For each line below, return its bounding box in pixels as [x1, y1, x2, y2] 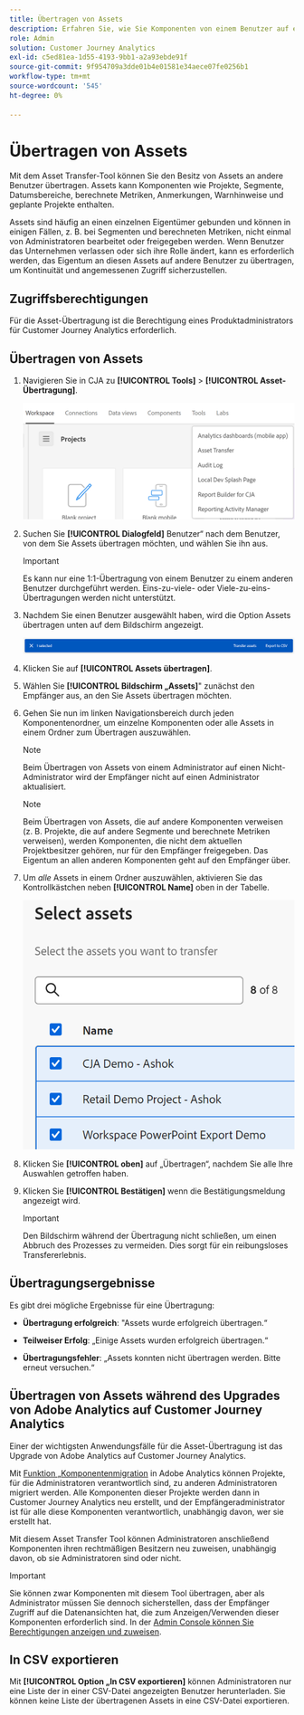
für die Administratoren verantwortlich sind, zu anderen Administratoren [9, 1477, 278, 1488]
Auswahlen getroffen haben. [22, 1168, 129, 1178]
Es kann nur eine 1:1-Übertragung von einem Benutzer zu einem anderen [22, 573, 294, 584]
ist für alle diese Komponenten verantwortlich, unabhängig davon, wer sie [9, 1506, 284, 1517]
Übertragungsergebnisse [9, 1276, 156, 1291]
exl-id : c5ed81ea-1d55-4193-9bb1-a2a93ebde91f [9, 52, 188, 62]
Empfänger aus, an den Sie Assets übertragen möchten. [22, 690, 233, 700]
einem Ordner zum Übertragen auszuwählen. [22, 727, 192, 738]
